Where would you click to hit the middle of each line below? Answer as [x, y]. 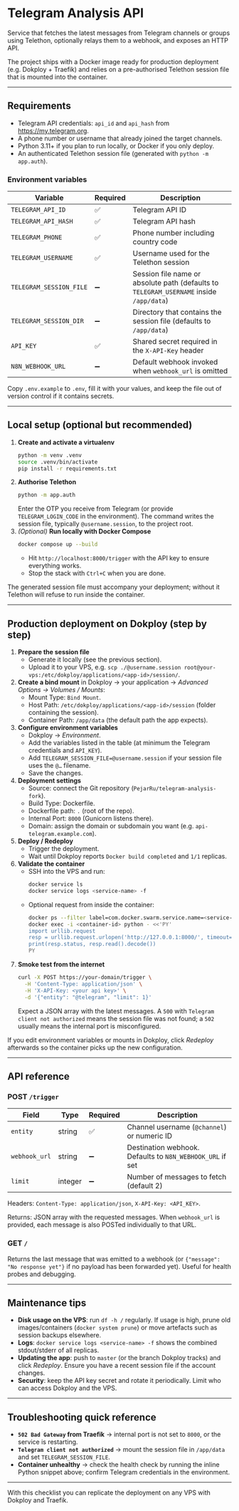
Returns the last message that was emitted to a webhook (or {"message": [114, 1259]
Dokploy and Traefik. [38, 1500]
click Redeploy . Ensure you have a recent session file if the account [117, 1366]
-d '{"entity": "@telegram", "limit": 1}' [88, 997]
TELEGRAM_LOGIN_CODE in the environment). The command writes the [116, 516]
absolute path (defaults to [176, 283]
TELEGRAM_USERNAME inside [175, 292]
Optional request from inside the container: [91, 904]
